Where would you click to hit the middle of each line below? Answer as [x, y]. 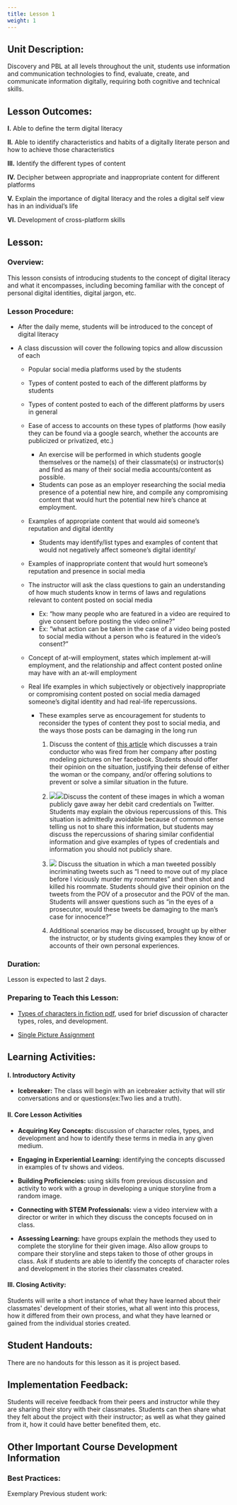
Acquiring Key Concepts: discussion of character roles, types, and [116, 1130]
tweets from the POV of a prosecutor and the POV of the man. [139, 894]
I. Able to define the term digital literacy [65, 128]
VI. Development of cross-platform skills [67, 220]
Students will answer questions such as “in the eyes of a [131, 902]
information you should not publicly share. [111, 850]
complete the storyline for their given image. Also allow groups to [113, 1246]
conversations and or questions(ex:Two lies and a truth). [99, 1098]
